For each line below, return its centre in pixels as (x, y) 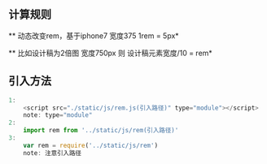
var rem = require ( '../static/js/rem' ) (91, 145)
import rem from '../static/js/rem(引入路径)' (101, 131)
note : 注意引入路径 (52, 153)
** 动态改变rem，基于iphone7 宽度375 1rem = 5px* (94, 36)
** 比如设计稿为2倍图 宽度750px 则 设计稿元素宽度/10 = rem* (111, 53)
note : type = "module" (58, 115)
